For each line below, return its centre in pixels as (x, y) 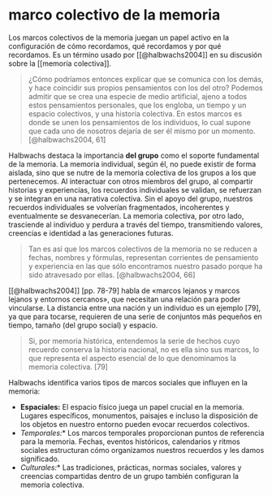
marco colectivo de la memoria (114, 15)
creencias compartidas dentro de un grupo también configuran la (130, 476)
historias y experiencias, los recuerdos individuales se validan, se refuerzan (135, 189)
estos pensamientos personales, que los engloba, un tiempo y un (137, 105)
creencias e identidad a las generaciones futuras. (91, 233)
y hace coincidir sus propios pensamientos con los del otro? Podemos (145, 88)
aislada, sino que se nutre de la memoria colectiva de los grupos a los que (132, 172)
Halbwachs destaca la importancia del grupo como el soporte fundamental (134, 155)
